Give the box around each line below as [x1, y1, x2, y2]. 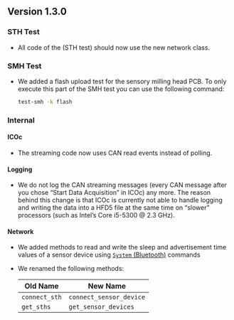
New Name [87, 281, 127, 291]
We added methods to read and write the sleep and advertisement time [17, 243, 227, 252]
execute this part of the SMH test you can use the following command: [17, 85, 225, 93]
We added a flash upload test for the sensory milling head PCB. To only [17, 77, 227, 85]
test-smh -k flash [17, 98, 73, 105]
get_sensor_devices [68, 303, 135, 311]
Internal [7, 115, 36, 125]
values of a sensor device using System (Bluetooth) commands [17, 250, 201, 259]
